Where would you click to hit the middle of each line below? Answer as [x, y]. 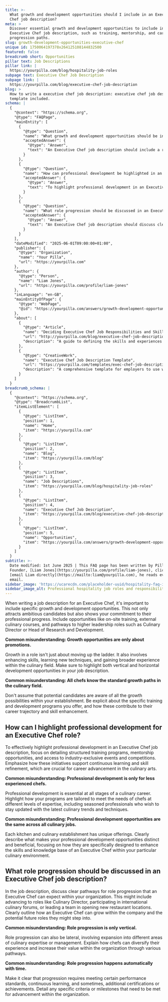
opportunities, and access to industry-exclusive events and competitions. [81, 758]
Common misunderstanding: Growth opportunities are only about [75, 640]
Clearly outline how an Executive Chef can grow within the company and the [84, 913]
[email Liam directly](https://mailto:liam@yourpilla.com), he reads [83, 575]
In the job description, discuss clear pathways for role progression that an [81, 891]
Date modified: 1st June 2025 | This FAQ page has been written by [81, 566]
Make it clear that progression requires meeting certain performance [76, 978]
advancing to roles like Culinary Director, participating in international [76, 902]
